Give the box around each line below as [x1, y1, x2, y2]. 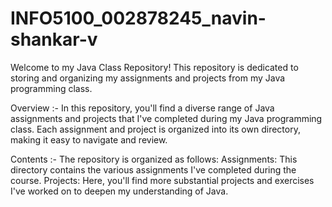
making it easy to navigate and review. [10, 133, 168, 146]
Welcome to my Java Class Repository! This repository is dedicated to [10, 61, 299, 73]
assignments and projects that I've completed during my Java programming [10, 112, 323, 124]
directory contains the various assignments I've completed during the [10, 163, 297, 176]
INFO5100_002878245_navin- [10, 7, 267, 30]
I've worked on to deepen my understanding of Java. [10, 185, 229, 197]
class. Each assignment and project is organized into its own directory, [10, 123, 301, 135]
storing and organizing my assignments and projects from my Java [10, 72, 286, 84]
